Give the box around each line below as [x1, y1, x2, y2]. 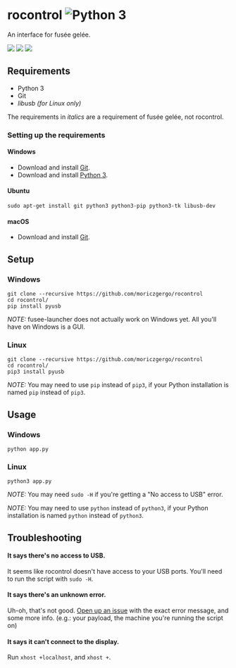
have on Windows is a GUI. [7, 322, 86, 331]
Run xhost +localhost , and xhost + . [7, 653, 111, 662]
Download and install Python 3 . [17, 170, 108, 179]
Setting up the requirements [7, 130, 106, 140]
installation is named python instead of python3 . [7, 511, 144, 520]
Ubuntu [7, 187, 30, 195]
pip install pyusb [7, 303, 61, 310]
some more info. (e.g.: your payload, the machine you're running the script [7, 614, 223, 622]
